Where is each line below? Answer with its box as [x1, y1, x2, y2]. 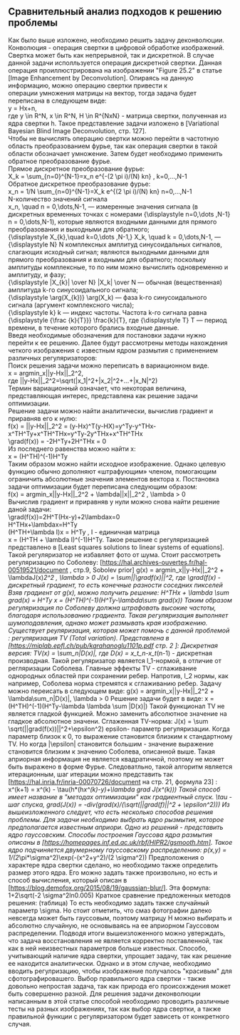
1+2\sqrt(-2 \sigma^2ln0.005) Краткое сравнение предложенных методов [8, 890, 231, 900]
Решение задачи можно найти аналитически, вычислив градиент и [8, 406, 213, 415]
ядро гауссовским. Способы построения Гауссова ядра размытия [8, 830, 213, 839]
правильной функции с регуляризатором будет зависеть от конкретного [8, 1011, 230, 1021]
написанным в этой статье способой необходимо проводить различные [8, 997, 230, 1005]
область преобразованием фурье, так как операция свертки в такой [8, 142, 218, 150]
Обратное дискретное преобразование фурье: [8, 180, 151, 188]
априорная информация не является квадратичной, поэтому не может [8, 754, 224, 763]
